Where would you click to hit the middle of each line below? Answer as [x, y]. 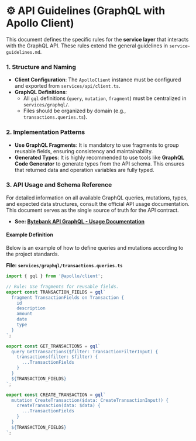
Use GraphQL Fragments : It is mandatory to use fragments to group [97, 145]
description [31, 308]
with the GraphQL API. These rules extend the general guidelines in [87, 46]
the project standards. [33, 254]
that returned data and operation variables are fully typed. [84, 170]
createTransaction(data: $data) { [59, 406]
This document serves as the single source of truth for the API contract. [93, 210]
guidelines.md [23, 52]
